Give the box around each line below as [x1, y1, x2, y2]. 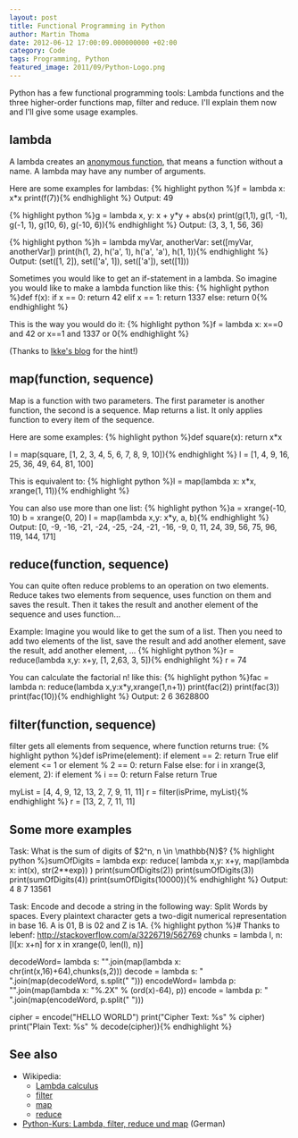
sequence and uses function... [9, 609, 121, 620]
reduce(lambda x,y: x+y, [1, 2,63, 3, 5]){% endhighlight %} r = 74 [9, 654, 247, 666]
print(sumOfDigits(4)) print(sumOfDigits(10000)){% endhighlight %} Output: [9, 873, 288, 885]
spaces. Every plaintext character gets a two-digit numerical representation [9, 910, 287, 921]
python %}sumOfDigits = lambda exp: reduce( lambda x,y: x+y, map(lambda [9, 855, 290, 865]
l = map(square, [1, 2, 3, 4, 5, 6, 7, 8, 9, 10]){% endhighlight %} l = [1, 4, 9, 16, [9, 449, 290, 459]
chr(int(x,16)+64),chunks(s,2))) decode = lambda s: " [9, 965, 203, 976]
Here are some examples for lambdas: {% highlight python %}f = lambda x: [9, 182, 286, 193]
